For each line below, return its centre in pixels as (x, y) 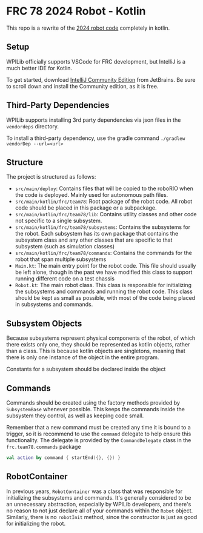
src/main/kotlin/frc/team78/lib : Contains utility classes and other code (106, 214)
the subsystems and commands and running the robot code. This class (104, 291)
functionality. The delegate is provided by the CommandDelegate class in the (99, 440)
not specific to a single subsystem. (58, 221)
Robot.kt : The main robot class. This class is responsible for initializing (103, 285)
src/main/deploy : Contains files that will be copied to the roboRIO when (104, 188)
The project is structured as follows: (51, 177)
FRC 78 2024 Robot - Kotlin (76, 11)
